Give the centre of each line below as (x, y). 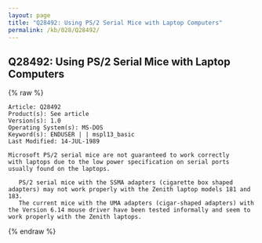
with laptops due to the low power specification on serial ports (119, 162)
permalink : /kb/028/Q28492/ (54, 30)
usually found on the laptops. (59, 169)
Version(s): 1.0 (35, 121)
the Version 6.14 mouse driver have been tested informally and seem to (129, 210)
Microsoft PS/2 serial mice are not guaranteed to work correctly (119, 155)
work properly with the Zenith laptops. (75, 217)
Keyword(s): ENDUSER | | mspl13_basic (71, 135)
